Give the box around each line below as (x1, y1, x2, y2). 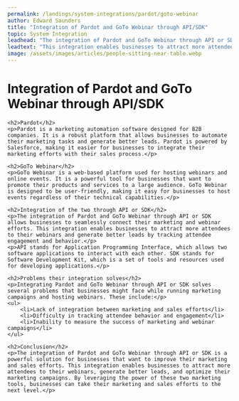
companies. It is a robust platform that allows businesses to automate (7, 132, 228, 139)
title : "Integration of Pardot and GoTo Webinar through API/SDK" (7, 23, 208, 31)
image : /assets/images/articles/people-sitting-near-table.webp (7, 50, 202, 58)
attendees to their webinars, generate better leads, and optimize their (7, 368, 231, 375)
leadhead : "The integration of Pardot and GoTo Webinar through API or (7, 37, 224, 44)
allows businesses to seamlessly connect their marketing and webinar (7, 218, 221, 226)
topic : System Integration (7, 30, 87, 38)
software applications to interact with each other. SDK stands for (7, 250, 215, 257)
